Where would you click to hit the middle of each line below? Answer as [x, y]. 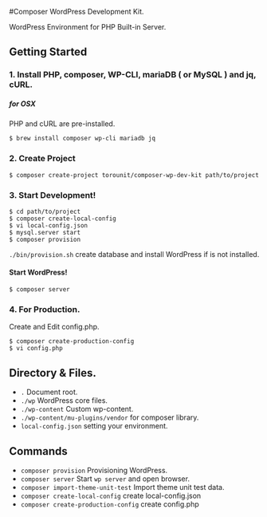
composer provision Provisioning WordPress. [94, 470]
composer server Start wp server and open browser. [105, 479]
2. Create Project [43, 159]
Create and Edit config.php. [54, 327]
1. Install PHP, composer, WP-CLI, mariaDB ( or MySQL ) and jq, [133, 75]
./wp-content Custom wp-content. [77, 409]
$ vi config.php [36, 349]
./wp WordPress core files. [64, 401]
